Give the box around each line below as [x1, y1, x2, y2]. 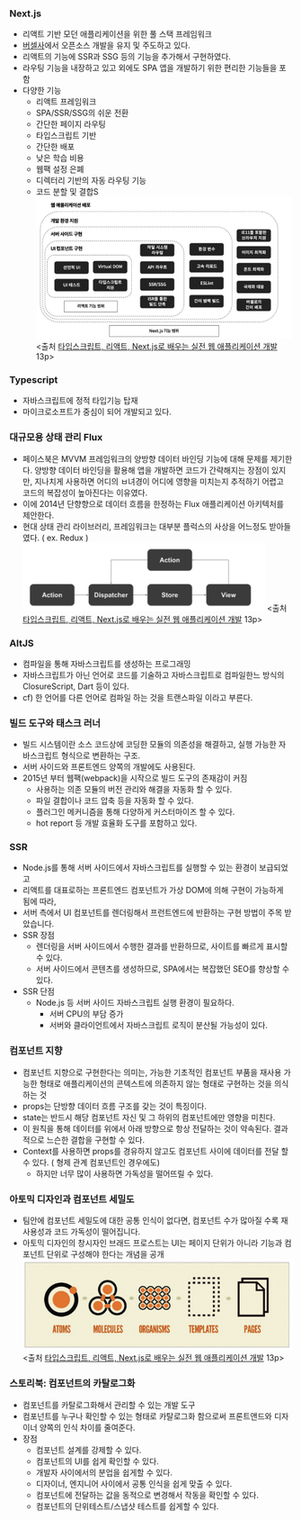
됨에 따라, [22, 896, 57, 907]
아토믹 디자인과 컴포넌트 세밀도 [9, 1192, 135, 1205]
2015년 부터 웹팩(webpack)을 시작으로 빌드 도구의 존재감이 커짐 [22, 773, 248, 783]
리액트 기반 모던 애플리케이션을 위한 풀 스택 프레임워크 [22, 29, 213, 40]
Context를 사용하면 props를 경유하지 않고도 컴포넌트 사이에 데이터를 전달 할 [22, 1145, 289, 1156]
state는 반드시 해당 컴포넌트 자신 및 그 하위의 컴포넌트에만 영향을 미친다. [22, 1111, 276, 1123]
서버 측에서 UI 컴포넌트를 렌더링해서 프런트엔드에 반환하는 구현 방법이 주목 [22, 908, 283, 918]
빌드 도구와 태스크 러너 [9, 717, 102, 729]
